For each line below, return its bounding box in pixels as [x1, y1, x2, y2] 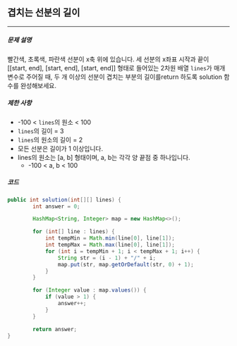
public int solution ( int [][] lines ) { [7, 196, 121, 203]
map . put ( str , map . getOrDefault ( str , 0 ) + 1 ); [57, 261, 194, 268]
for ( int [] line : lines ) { [32, 228, 115, 235]
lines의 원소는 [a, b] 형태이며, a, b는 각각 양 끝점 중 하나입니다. [17, 153, 190, 161]
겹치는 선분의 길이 [7, 6, 80, 19]
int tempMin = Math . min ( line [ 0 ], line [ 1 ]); [44, 235, 175, 242]
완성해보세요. [20, 81, 57, 89]
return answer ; [32, 326, 78, 333]
